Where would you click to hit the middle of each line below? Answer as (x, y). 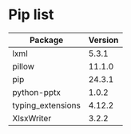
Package (46, 40)
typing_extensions (47, 105)
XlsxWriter (32, 118)
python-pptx (37, 92)
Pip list (31, 15)
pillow (23, 66)
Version (103, 40)
